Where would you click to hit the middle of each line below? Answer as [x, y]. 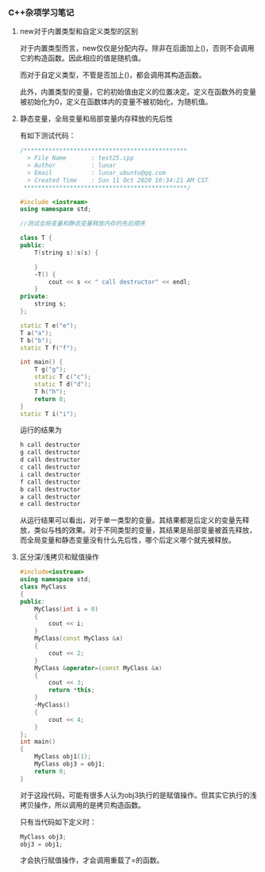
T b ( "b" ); [36, 340]
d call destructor [50, 460]
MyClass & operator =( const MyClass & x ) [98, 668]
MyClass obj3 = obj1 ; [70, 764]
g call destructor [50, 453]
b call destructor [50, 489]
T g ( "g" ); [50, 370]
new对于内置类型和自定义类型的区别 [79, 31]
